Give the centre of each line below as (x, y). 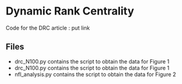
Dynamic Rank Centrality (70, 11)
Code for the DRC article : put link (48, 28)
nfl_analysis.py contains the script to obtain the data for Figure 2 (95, 74)
